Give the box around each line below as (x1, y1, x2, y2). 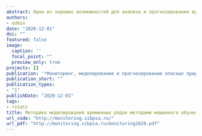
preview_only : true (11, 59, 61, 65)
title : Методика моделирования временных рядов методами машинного (6, 110, 179, 116)
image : (6, 43, 23, 49)
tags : (6, 98, 20, 104)
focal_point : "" (11, 54, 52, 60)
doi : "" (6, 31, 26, 37)
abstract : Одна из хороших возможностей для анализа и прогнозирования (6, 8, 189, 15)
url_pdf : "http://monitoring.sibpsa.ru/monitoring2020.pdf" (6, 121, 161, 127)
